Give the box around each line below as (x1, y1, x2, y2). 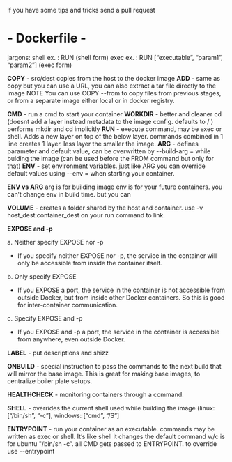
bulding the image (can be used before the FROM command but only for (7, 154, 215, 162)
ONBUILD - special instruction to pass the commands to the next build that (7, 362, 222, 370)
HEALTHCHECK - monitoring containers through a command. (7, 390, 185, 399)
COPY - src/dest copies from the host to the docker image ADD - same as (7, 74, 221, 82)
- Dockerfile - (7, 31, 86, 46)
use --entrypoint (7, 447, 55, 455)
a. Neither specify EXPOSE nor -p (7, 238, 104, 246)
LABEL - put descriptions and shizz (7, 348, 109, 357)
